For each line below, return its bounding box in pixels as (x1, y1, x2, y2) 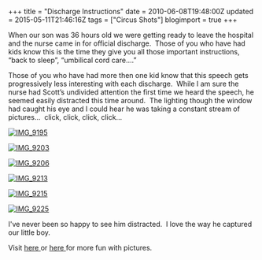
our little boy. (8, 228, 51, 237)
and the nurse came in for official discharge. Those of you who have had (8, 39, 245, 48)
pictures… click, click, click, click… (8, 113, 123, 121)
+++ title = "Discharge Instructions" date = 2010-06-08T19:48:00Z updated (8, 7, 254, 16)
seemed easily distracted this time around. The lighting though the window (8, 96, 253, 105)
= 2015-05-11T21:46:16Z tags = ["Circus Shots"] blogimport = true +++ (8, 15, 238, 24)
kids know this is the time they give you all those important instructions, (8, 47, 240, 56)
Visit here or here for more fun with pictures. (8, 243, 153, 252)
